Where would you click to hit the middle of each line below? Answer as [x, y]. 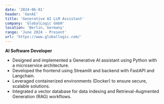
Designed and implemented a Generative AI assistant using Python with [84, 60]
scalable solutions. [31, 86]
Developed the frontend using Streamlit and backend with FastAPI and [83, 70]
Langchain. [24, 76]
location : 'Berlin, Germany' [35, 28]
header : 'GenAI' [22, 14]
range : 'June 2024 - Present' [36, 32]
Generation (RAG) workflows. [42, 96]
